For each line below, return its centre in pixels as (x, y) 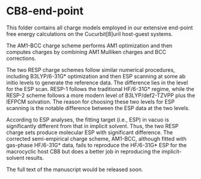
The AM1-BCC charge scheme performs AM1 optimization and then (89, 45)
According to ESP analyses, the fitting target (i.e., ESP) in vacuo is (88, 119)
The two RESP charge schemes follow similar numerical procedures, (91, 69)
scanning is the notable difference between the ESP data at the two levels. (98, 108)
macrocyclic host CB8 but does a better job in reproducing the (83, 151)
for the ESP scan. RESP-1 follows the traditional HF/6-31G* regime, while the (100, 89)
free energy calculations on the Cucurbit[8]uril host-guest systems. (89, 34)
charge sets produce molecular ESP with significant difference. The (90, 132)
